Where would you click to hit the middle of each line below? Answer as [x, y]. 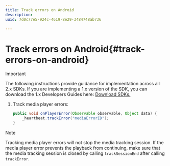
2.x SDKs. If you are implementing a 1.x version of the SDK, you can [76, 89]
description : [19, 15]
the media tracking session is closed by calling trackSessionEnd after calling [85, 153]
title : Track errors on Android [40, 10]
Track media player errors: [41, 104]
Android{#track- [109, 49]
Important [16, 74]
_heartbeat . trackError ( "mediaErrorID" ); [66, 118]
